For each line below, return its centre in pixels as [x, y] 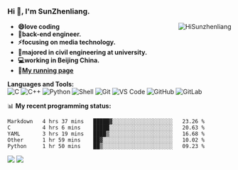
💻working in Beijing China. [59, 60]
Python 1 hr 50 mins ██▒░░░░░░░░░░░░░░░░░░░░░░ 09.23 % [106, 147]
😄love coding [39, 27]
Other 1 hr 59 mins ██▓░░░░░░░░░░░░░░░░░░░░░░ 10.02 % [106, 140]
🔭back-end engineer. [49, 34]
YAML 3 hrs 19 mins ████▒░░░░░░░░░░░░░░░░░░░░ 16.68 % [106, 134]
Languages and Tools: [41, 84]
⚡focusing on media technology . [66, 42]
